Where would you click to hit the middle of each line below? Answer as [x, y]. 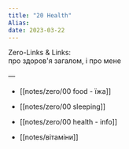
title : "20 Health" [40, 15]
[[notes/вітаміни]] [49, 137]
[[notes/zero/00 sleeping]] [63, 106]
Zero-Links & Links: [40, 53]
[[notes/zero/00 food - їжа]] [65, 91]
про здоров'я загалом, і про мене [65, 61]
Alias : [19, 23]
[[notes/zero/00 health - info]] [68, 122]
